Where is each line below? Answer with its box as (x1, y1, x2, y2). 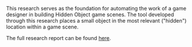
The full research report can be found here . (6, 35, 111, 41)
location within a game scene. (6, 23, 79, 30)
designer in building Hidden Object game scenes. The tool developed (6, 11, 174, 18)
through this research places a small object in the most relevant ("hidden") (6, 17, 187, 24)
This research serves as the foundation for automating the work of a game (6, 5, 187, 12)
